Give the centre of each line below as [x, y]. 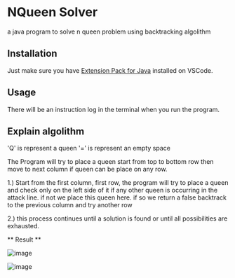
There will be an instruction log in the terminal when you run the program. [113, 109]
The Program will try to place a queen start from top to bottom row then [110, 162]
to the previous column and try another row [70, 205]
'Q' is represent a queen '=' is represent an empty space [89, 148]
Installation [32, 54]
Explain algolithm [46, 131]
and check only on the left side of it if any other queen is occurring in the [113, 190]
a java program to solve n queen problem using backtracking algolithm [109, 32]
